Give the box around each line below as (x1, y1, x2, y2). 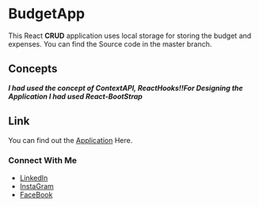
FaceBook (19, 190, 53, 199)
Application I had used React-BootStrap (8, 92, 143, 101)
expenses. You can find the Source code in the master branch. (8, 39, 212, 48)
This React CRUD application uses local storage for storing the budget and (8, 31, 252, 40)
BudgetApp (8, 5, 86, 23)
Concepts (8, 62, 58, 76)
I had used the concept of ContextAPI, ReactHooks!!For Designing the (8, 83, 243, 92)
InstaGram (19, 181, 54, 190)
